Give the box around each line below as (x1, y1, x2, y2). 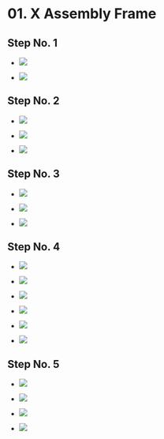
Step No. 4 (7, 240, 61, 253)
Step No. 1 (7, 36, 58, 50)
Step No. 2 (7, 94, 60, 107)
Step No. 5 (7, 357, 60, 371)
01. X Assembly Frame (7, 5, 157, 23)
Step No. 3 (7, 167, 60, 181)
